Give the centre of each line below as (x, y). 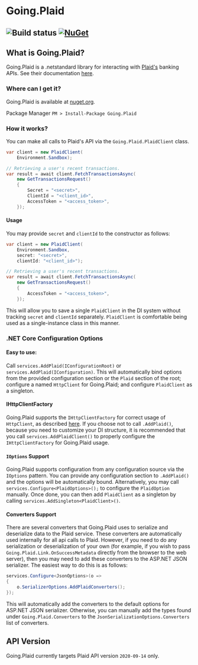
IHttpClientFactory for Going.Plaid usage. (58, 443)
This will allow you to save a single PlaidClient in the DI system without (93, 310)
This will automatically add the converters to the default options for (88, 604)
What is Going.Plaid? (45, 52)
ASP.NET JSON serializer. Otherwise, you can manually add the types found (99, 610)
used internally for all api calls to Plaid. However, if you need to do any (92, 540)
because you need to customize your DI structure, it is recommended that (96, 430)
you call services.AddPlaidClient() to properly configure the (81, 436)
